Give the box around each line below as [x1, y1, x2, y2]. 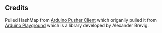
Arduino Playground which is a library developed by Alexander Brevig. [5, 22, 149, 28]
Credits [5, 4, 29, 12]
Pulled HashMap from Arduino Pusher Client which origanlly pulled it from [5, 17, 157, 23]
